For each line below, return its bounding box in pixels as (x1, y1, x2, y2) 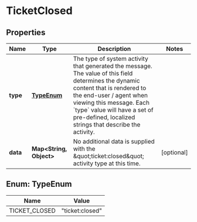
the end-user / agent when (73, 91, 148, 99)
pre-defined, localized (73, 113, 135, 121)
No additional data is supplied (73, 138, 155, 145)
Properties (6, 28, 46, 37)
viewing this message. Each (73, 98, 150, 107)
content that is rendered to (73, 84, 147, 92)
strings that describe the (73, 121, 141, 128)
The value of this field (73, 69, 133, 77)
